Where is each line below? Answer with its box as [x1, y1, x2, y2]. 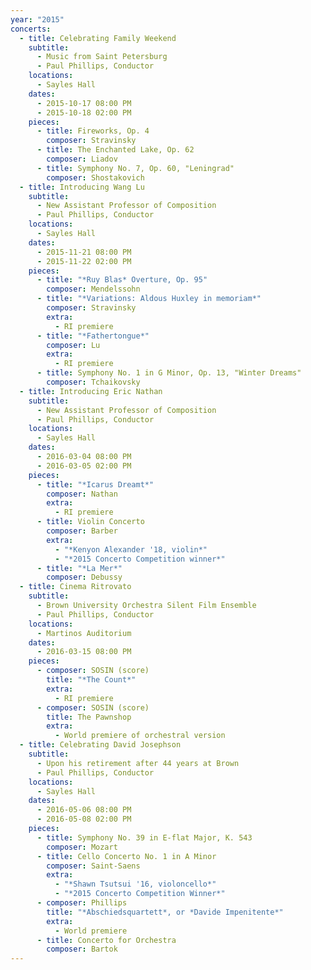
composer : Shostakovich [46, 172, 145, 183]
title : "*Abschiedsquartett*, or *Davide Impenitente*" [46, 907, 284, 917]
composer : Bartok [46, 944, 118, 955]
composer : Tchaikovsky [46, 377, 141, 387]
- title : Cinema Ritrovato [19, 582, 132, 592]
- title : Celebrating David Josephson [19, 740, 182, 750]
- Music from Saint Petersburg [36, 52, 168, 62]
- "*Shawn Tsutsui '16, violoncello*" [54, 879, 217, 890]
